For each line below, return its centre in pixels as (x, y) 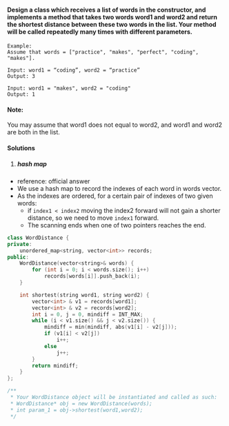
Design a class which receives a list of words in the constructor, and (107, 10)
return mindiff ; (55, 365)
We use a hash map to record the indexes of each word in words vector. (119, 188)
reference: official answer (53, 181)
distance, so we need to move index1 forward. (93, 218)
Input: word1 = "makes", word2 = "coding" (69, 89)
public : (18, 257)
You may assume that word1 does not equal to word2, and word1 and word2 (115, 125)
